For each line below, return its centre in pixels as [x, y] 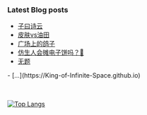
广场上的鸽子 [36, 44]
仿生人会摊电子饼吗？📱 [51, 53]
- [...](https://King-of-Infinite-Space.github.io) [74, 75]
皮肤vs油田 [34, 35]
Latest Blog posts [38, 10]
